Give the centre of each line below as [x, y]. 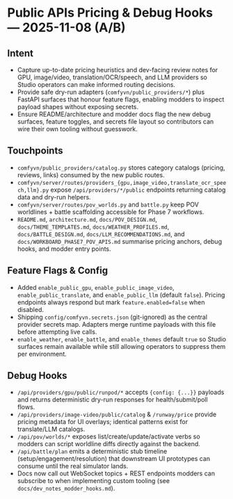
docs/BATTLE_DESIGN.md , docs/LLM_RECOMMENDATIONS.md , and [101, 234]
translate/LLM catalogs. [51, 430]
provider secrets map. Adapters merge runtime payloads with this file [116, 324]
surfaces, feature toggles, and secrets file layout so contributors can [115, 122]
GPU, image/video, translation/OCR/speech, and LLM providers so [112, 77]
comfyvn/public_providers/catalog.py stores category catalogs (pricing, [121, 167]
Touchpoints [35, 151]
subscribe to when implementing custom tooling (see [94, 481]
